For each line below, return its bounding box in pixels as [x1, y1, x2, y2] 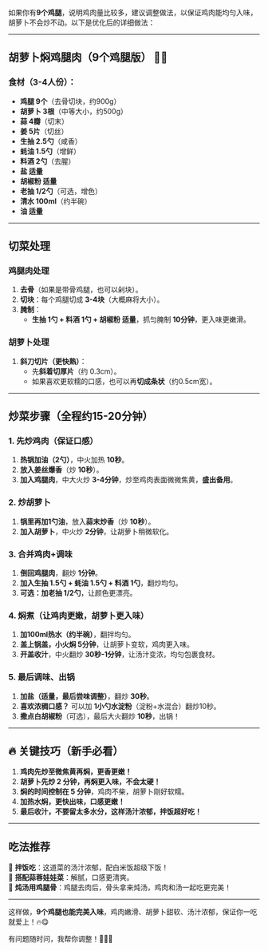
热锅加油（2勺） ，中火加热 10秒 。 [19, 455, 129, 465]
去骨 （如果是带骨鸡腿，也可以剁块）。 [19, 285, 143, 295]
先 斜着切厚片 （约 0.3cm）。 [31, 367, 121, 376]
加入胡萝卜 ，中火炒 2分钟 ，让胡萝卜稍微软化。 [19, 526, 174, 536]
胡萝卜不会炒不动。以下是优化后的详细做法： [8, 18, 156, 27]
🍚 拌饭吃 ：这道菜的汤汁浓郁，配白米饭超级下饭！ [8, 862, 169, 873]
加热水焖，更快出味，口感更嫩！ [19, 797, 125, 806]
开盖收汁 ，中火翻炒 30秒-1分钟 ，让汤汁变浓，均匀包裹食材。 [19, 650, 219, 660]
